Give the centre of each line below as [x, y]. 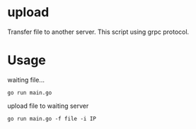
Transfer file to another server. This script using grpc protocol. [98, 32]
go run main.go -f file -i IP [52, 118]
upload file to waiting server [48, 106]
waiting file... [26, 80]
